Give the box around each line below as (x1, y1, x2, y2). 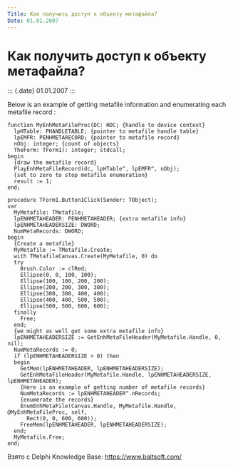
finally (14, 309, 37, 316)
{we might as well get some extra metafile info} (14, 327, 164, 335)
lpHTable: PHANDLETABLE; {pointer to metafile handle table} (14, 128, 200, 136)
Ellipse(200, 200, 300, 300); (20, 284, 110, 291)
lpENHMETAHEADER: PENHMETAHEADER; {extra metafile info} (14, 215, 187, 223)
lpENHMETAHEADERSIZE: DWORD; (14, 222, 100, 229)
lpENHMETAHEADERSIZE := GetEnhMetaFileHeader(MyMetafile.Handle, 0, (14, 334, 222, 341)
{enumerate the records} (20, 397, 94, 404)
